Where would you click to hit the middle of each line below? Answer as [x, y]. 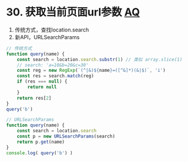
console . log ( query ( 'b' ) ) [39, 153]
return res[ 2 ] [34, 98]
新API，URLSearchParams [47, 37]
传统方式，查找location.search [52, 30]
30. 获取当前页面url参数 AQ [73, 12]
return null [42, 87]
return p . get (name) [41, 142]
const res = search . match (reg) [55, 76]
